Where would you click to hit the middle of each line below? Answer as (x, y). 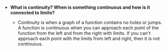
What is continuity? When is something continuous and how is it (80, 7)
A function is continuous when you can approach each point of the (88, 28)
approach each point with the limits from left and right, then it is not (89, 38)
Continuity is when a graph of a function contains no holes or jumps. (90, 22)
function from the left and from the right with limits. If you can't (84, 33)
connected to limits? (32, 13)
